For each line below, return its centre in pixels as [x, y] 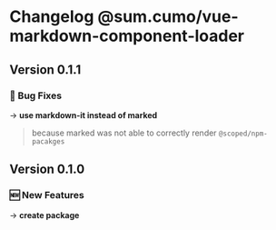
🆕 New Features [47, 195]
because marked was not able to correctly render [124, 133]
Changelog [52, 17]
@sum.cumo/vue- [168, 17]
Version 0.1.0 [47, 170]
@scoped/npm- [243, 134]
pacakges [48, 141]
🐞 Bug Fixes [35, 95]
